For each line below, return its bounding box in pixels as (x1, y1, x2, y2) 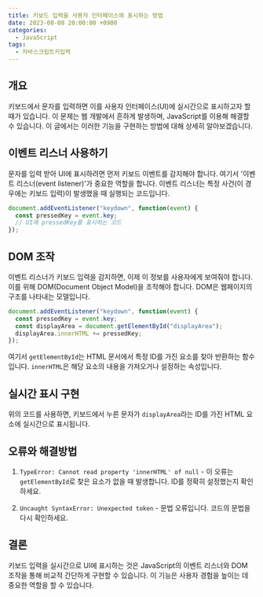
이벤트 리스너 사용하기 (8, 146, 108, 160)
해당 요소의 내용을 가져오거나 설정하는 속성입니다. (70, 362, 222, 371)
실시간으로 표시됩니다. (22, 419, 90, 429)
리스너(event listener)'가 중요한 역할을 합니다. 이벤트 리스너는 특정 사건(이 (16, 179, 243, 188)
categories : (8, 26, 47, 34)
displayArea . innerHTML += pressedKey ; (15, 330, 143, 337)
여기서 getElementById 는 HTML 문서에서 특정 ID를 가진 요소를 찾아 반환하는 (8, 352, 241, 362)
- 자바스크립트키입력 (15, 48, 71, 56)
